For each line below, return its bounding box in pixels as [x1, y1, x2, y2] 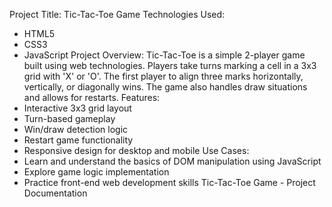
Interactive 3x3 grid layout [23, 102, 132, 114]
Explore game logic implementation [23, 166, 170, 178]
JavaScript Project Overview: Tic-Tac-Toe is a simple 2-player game [23, 49, 306, 61]
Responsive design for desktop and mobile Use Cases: [23, 145, 250, 156]
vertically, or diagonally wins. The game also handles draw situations [23, 81, 308, 93]
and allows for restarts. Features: [23, 92, 161, 103]
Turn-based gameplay [23, 113, 116, 124]
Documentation [23, 187, 88, 199]
